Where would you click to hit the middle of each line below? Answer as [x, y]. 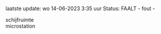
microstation [20, 26]
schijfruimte [20, 20]
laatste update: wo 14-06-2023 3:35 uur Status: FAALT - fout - [80, 8]
